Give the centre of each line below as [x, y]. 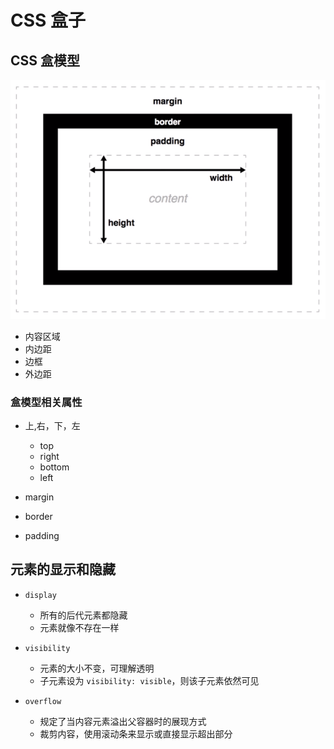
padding [42, 535]
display [40, 595]
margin [39, 497]
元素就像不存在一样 [79, 627]
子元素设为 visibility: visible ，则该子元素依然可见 [149, 680]
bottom [54, 467]
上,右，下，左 [52, 425]
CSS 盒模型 [45, 60]
